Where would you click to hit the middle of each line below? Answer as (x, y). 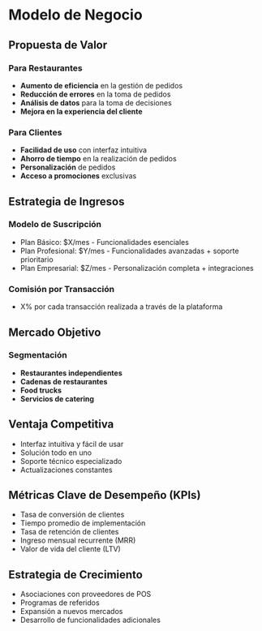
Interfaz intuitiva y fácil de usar (72, 444)
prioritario (37, 259)
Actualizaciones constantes (66, 470)
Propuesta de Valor (58, 45)
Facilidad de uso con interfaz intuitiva (84, 150)
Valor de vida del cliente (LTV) (71, 549)
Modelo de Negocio (76, 15)
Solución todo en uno (56, 453)
